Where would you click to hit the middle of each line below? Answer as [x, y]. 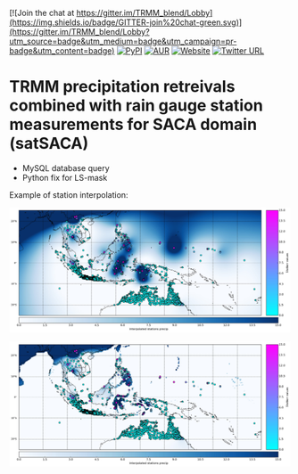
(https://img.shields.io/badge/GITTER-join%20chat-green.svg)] [126, 22]
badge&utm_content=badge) [62, 51]
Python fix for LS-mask [65, 177]
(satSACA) [49, 144]
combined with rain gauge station [136, 106]
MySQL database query [66, 168]
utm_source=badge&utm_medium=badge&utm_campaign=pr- [123, 41]
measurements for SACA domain [133, 125]
